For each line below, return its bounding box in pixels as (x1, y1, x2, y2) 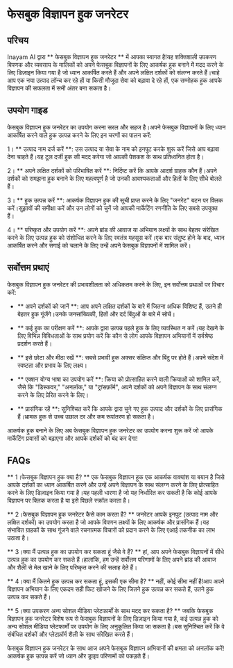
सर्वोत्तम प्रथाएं (7, 262, 49, 274)
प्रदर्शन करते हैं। (17, 339, 53, 348)
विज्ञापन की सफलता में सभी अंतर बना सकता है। (7, 84, 112, 92)
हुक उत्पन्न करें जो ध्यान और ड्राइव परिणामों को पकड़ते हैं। (26, 652, 150, 660)
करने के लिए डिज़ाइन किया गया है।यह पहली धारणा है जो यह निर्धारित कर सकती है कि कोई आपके (7, 489, 218, 497)
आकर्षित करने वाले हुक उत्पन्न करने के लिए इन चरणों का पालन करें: (7, 131, 152, 139)
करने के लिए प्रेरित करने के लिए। (17, 391, 89, 399)
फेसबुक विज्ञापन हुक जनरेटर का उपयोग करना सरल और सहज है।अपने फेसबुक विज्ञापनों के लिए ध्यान (7, 123, 226, 131)
